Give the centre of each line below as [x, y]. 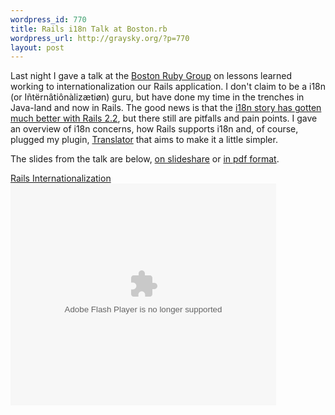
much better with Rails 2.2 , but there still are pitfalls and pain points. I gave [164, 118]
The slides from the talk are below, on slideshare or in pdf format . [145, 159]
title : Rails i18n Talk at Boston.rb [89, 29]
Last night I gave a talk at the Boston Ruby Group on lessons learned [151, 76]
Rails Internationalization [61, 178]
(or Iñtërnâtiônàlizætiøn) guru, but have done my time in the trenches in [157, 97]
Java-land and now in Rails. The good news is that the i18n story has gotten [166, 108]
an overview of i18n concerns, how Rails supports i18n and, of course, [154, 129]
